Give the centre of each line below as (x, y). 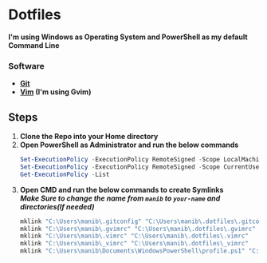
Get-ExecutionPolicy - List (65, 174)
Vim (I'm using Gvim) (55, 92)
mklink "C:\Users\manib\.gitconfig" (80, 221)
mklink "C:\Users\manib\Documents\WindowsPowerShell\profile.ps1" (132, 251)
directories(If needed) (57, 206)
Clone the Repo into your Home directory (89, 137)
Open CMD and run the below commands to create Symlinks (122, 189)
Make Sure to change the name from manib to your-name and (120, 198)
